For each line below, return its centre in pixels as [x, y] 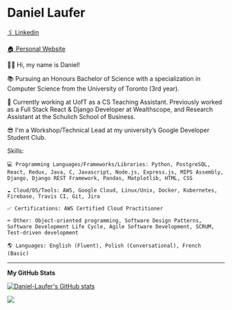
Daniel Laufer [46, 13]
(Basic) [18, 253]
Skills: [16, 151]
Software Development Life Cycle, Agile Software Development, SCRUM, [111, 226]
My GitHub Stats [31, 273]
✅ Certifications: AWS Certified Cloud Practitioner [85, 208]
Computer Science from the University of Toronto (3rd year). [93, 89]
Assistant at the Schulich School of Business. [71, 116]
